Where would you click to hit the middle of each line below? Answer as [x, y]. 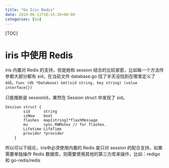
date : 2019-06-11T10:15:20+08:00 [40, 15]
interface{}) [19, 88]
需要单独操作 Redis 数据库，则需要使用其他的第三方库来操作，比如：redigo [83, 154]
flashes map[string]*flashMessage [61, 120]
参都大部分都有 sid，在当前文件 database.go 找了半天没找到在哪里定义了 [80, 76]
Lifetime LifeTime [43, 129]
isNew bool [38, 116]
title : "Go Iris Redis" [30, 10]
